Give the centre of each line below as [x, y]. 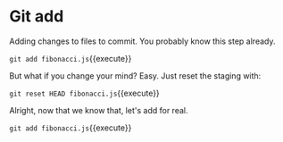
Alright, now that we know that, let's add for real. [99, 110]
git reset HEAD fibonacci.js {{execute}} [85, 93]
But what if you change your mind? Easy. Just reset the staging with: [135, 75]
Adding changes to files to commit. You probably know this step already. [142, 41]
